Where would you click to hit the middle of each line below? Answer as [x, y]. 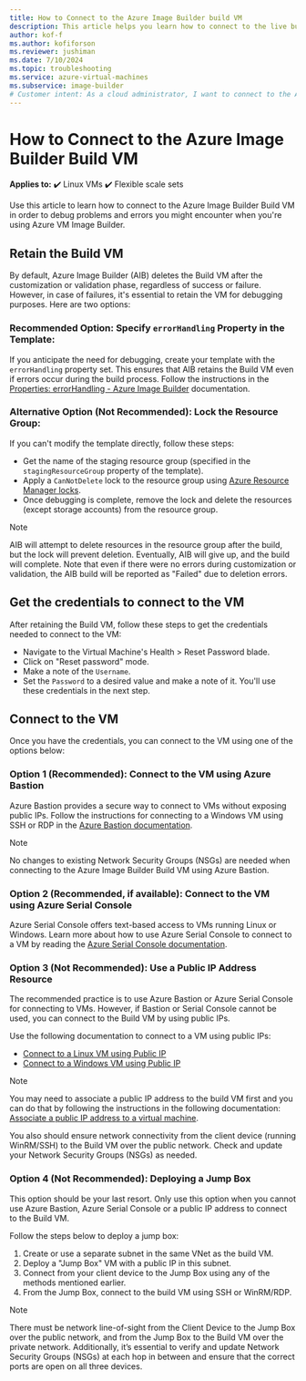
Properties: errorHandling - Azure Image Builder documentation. [130, 388]
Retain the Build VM [66, 253]
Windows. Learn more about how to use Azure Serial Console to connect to [151, 934]
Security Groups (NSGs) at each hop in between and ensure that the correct [152, 1356]
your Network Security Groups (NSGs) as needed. [103, 1155]
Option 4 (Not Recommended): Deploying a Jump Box [130, 1179]
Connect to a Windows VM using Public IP [102, 1064]
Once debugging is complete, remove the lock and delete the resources [157, 500]
